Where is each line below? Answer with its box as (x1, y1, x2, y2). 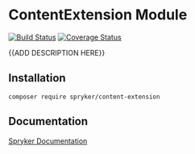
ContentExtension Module (8, 6, 188, 24)
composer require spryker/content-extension (8, 93, 160, 101)
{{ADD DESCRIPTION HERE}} (8, 48, 106, 57)
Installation (8, 71, 66, 85)
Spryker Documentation (8, 135, 88, 146)
